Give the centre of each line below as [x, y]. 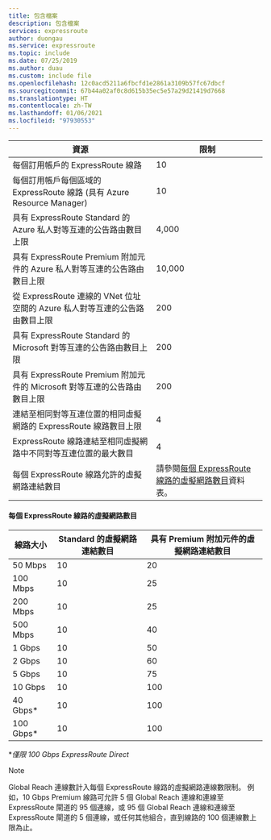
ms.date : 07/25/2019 [43, 61]
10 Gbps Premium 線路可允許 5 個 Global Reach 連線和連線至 [123, 797]
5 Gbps [26, 674]
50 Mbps [29, 565]
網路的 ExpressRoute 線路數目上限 [77, 426]
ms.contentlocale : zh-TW [50, 106]
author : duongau [35, 38]
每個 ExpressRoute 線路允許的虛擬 [77, 474]
